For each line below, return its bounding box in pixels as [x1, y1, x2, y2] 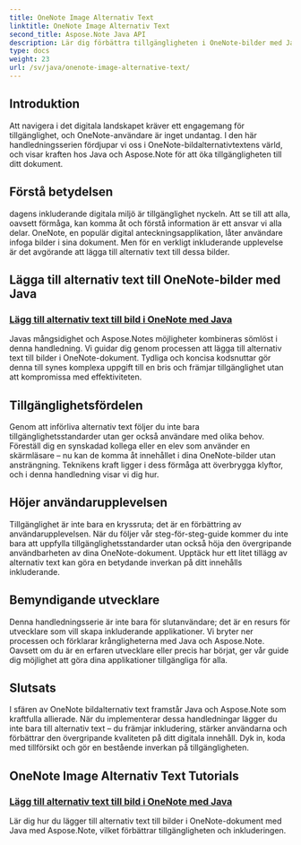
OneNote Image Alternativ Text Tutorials [9, 768, 239, 783]
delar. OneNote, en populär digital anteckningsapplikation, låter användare [9, 227, 284, 238]
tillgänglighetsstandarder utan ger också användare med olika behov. [9, 431, 264, 441]
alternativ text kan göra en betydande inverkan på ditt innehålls [9, 557, 243, 568]
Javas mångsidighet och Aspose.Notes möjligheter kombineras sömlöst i [9, 334, 278, 344]
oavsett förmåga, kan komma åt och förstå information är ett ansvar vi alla [9, 217, 282, 229]
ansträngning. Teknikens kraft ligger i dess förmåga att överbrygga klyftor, [9, 459, 284, 470]
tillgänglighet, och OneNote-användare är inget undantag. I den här [9, 129, 257, 140]
